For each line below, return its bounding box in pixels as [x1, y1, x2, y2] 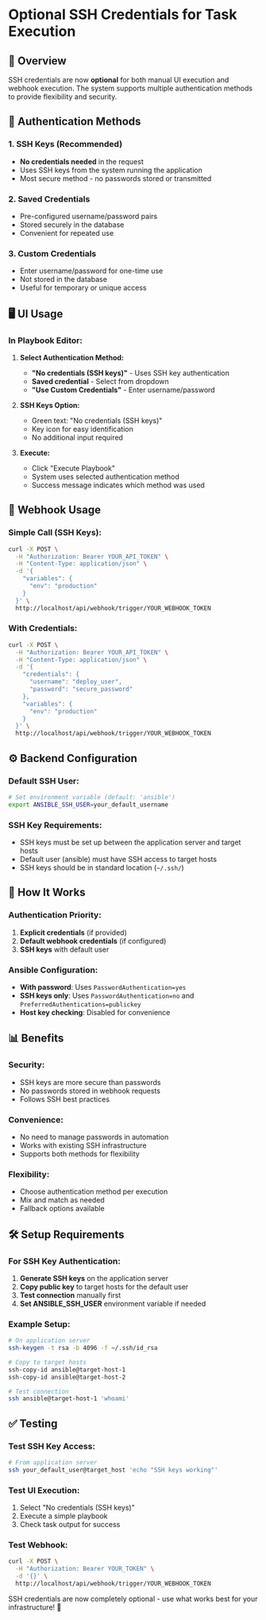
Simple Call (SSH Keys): [8, 527, 102, 538]
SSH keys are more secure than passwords [19, 1077, 161, 1087]
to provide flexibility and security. [8, 92, 118, 101]
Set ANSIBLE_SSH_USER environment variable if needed [19, 1299, 206, 1308]
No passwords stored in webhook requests [19, 1086, 161, 1095]
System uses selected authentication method [31, 471, 180, 481]
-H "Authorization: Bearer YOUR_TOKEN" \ [15, 1565, 155, 1573]
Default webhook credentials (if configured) [19, 936, 167, 945]
